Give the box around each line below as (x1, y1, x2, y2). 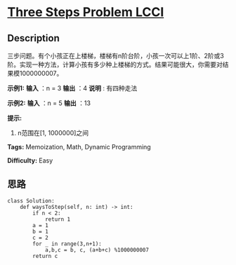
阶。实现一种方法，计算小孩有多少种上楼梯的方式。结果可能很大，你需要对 (7, 60, 223, 69)
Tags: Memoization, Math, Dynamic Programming (7, 143, 151, 151)
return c (32, 252, 58, 259)
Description (7, 32, 60, 44)
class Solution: (7, 197, 55, 204)
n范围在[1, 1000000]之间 (17, 129, 89, 137)
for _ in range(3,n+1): (32, 240, 102, 247)
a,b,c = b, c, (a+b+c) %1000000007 (44, 246, 150, 253)
